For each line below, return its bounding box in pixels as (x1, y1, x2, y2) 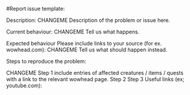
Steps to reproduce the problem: (6, 58, 87, 65)
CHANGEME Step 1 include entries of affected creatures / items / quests (6, 69, 184, 76)
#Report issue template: (6, 5, 65, 12)
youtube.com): (6, 82, 42, 89)
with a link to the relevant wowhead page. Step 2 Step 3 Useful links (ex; (6, 76, 185, 82)
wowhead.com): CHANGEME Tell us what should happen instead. (6, 46, 167, 53)
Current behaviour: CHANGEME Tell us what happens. (6, 28, 140, 35)
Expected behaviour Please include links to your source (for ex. (6, 40, 163, 47)
